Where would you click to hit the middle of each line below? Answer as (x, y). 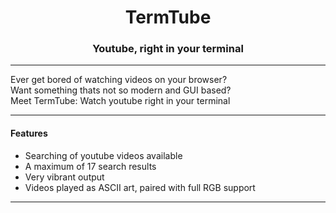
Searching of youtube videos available (103, 155)
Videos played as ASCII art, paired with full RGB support (140, 187)
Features (29, 133)
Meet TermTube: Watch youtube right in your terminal (120, 101)
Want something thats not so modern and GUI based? (121, 90)
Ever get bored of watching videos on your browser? (119, 80)
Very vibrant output (64, 177)
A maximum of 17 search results (90, 166)
